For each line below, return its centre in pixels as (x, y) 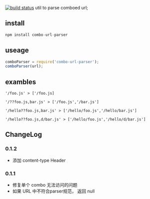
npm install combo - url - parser (37, 35)
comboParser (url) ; (24, 66)
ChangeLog (24, 135)
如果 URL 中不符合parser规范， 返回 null (53, 191)
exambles (21, 82)
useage (17, 50)
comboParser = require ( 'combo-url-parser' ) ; (52, 62)
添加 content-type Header (39, 160)
